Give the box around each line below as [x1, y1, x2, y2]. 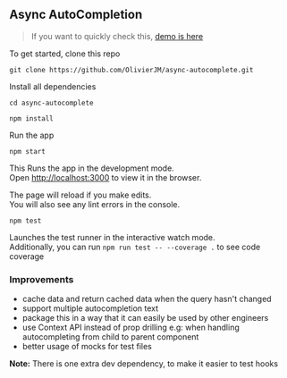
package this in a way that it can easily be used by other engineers [21, 313, 269, 323]
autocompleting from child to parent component [21, 332, 199, 342]
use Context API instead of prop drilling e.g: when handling [21, 322, 240, 333]
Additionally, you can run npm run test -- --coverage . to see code [9, 241, 261, 252]
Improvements [9, 273, 74, 285]
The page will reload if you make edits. [9, 189, 152, 200]
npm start [9, 147, 46, 155]
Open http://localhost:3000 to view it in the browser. [9, 172, 202, 182]
